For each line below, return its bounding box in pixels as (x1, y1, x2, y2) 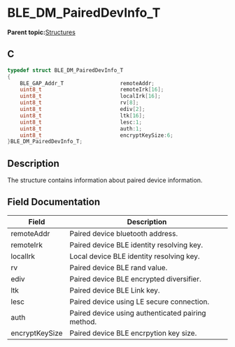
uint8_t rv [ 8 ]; (20, 99, 139, 106)
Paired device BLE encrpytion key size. (69, 328, 197, 338)
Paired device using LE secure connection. (69, 297, 210, 307)
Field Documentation (7, 196, 100, 208)
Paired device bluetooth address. (69, 228, 178, 238)
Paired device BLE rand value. (69, 263, 168, 272)
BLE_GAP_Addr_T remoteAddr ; (20, 80, 155, 87)
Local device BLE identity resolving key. (69, 251, 201, 261)
